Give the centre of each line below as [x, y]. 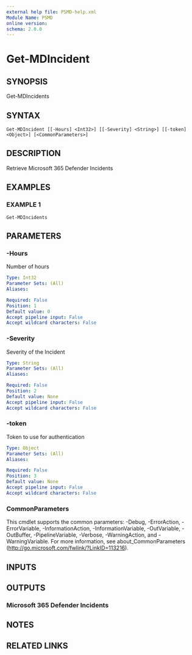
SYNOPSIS [27, 81]
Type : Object [23, 448]
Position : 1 [21, 306]
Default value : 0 [28, 312]
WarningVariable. [28, 542]
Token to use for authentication [46, 437]
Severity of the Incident [36, 352]
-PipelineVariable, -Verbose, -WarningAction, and [95, 535]
